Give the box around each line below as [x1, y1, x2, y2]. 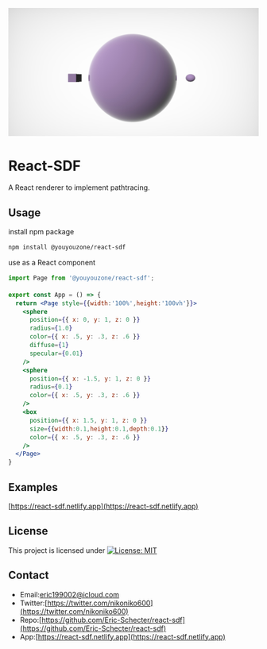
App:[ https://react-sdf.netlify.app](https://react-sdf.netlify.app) [19, 632, 226, 641]
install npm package [8, 227, 75, 237]
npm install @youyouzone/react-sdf [8, 243, 126, 252]
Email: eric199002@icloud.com [19, 589, 120, 599]
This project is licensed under [8, 545, 106, 555]
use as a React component [8, 258, 96, 268]
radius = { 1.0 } [29, 324, 73, 333]
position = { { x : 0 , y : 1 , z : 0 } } [29, 316, 141, 324]
